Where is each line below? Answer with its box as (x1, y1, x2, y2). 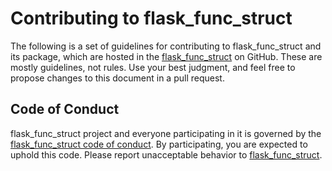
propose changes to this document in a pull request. (10, 72, 225, 84)
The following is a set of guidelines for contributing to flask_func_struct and (10, 40, 322, 52)
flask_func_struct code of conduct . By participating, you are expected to (10, 138, 308, 150)
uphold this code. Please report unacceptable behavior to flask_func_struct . (10, 148, 323, 161)
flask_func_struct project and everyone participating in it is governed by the (10, 127, 322, 139)
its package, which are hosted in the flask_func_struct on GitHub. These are (10, 50, 323, 62)
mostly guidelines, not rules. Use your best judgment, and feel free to (10, 61, 296, 73)
